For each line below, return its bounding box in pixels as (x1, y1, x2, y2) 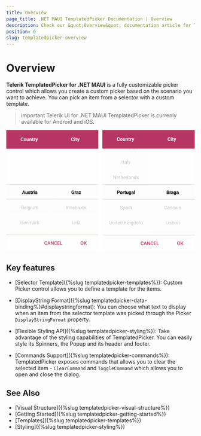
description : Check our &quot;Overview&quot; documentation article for (6, 22, 191, 28)
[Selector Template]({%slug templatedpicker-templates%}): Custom (14, 279, 182, 286)
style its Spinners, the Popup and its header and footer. (14, 340, 151, 347)
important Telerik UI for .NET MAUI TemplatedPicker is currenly (20, 112, 177, 119)
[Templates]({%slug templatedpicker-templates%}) (14, 416, 142, 424)
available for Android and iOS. (20, 118, 95, 126)
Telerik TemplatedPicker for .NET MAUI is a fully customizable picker (6, 81, 179, 89)
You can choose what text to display (96, 303, 187, 310)
